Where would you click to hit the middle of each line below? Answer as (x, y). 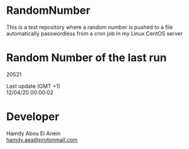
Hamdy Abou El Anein (34, 133)
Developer (33, 117)
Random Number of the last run (87, 58)
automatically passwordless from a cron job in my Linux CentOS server (94, 33)
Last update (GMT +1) (33, 86)
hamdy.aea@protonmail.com (42, 139)
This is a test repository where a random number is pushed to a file (90, 27)
